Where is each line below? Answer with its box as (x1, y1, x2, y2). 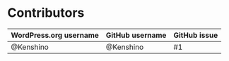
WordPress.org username (11, 30, 99, 40)
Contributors (7, 5, 85, 21)
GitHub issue (172, 30, 218, 40)
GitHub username (105, 30, 167, 40)
